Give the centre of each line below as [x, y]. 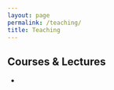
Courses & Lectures [57, 61]
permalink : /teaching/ [44, 23]
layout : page [29, 15]
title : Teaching [34, 30]
